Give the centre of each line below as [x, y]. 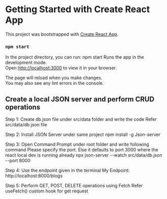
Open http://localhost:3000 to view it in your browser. [61, 68]
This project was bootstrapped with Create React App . [62, 34]
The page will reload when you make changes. [54, 78]
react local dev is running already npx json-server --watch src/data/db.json [84, 155]
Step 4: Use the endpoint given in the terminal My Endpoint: [68, 171]
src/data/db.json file [26, 125]
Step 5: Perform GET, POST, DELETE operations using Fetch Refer [74, 186]
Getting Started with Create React [78, 9]
